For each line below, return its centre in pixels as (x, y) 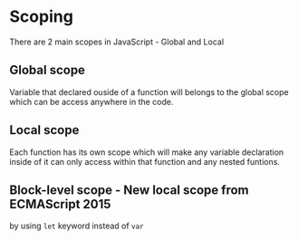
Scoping (42, 17)
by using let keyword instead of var (77, 226)
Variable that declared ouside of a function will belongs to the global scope (149, 91)
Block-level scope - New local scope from (129, 190)
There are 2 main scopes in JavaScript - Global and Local (117, 42)
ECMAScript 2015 (60, 204)
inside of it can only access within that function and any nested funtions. (145, 161)
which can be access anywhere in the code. (91, 101)
